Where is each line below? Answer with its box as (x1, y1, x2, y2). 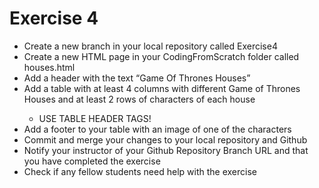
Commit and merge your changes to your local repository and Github (23, 133, 308, 146)
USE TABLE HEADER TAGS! (38, 112, 152, 124)
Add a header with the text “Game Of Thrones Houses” (23, 72, 251, 84)
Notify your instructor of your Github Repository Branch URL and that (23, 144, 309, 156)
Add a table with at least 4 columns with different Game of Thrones (23, 82, 301, 94)
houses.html (23, 61, 76, 73)
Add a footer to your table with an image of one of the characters (23, 123, 292, 135)
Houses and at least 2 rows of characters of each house (23, 93, 256, 105)
